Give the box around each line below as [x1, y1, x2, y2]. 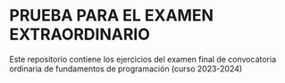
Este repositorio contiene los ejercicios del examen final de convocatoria [9, 54, 277, 64]
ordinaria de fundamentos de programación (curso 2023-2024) [9, 63, 243, 74]
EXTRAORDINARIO [9, 24, 150, 45]
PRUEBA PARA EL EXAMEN [9, 5, 214, 26]
